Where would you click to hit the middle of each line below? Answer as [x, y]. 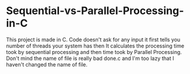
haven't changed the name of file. [47, 64]
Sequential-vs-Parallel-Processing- [95, 11]
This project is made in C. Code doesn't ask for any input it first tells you [93, 39]
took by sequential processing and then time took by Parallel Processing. [94, 52]
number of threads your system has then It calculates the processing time [95, 46]
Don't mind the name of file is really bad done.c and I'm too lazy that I [90, 58]
